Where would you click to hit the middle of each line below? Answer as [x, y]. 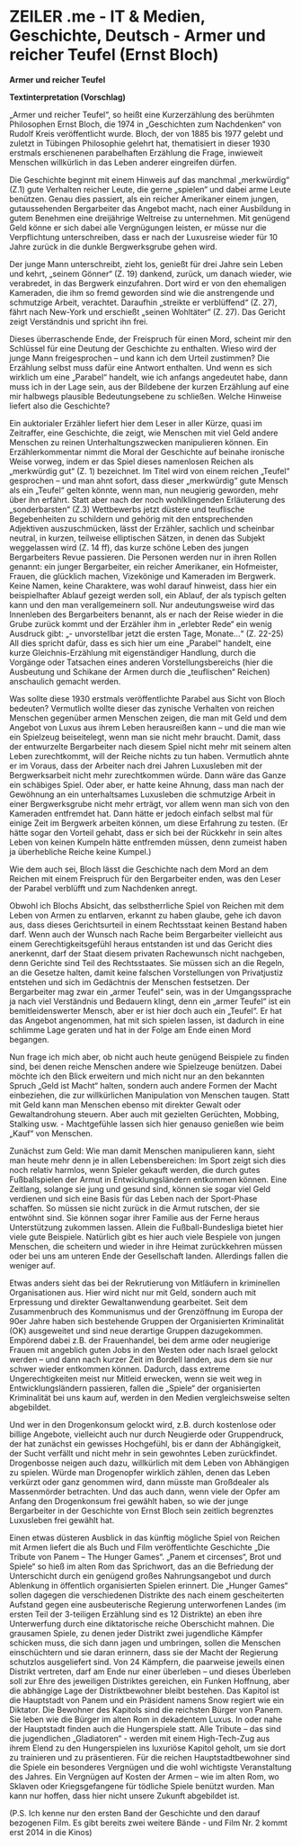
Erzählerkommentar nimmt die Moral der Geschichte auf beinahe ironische [147, 452]
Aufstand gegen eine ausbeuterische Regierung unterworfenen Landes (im [148, 1604]
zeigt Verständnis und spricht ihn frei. [79, 321]
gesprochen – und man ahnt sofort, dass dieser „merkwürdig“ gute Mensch [149, 480]
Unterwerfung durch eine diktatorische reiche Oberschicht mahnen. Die [142, 1623]
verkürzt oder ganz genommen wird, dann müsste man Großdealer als [139, 1482]
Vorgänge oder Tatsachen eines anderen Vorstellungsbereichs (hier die [142, 662]
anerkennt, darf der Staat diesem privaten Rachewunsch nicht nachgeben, [147, 953]
